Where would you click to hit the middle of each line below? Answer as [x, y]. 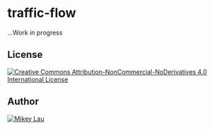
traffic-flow [42, 13]
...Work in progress [35, 32]
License [25, 55]
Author [23, 101]
